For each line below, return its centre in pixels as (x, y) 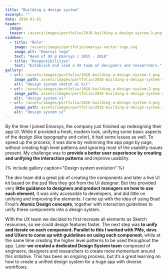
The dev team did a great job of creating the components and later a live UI (82, 177)
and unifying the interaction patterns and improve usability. (67, 158)
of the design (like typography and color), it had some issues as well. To (79, 137)
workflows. (17, 267)
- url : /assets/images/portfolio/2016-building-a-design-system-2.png (85, 89)
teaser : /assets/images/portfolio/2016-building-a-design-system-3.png (86, 33)
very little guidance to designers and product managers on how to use (79, 188)
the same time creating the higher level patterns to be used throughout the (82, 240)
